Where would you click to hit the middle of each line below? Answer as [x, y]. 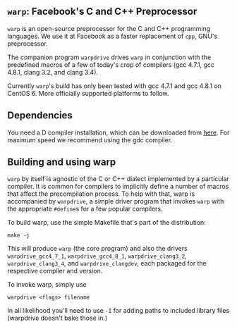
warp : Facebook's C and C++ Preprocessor [102, 12]
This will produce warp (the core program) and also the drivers [98, 249]
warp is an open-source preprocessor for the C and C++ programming [109, 28]
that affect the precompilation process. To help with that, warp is [101, 194]
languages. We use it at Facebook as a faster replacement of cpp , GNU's [112, 36]
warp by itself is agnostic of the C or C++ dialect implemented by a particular [118, 179]
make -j [19, 235]
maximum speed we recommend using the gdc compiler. [90, 139]
